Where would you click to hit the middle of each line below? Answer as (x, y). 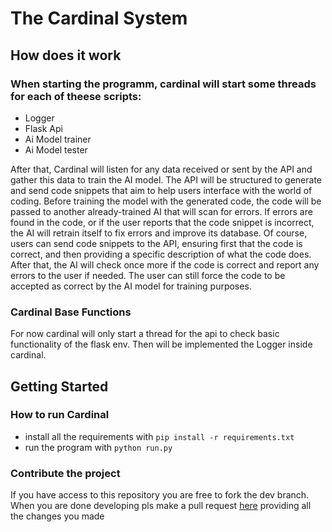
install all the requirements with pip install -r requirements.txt (159, 436)
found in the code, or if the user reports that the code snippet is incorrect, (162, 222)
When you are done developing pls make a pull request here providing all (161, 506)
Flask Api (43, 128)
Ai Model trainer (58, 139)
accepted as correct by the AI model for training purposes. (131, 286)
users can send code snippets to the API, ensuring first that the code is (156, 243)
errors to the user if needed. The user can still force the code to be (148, 275)
